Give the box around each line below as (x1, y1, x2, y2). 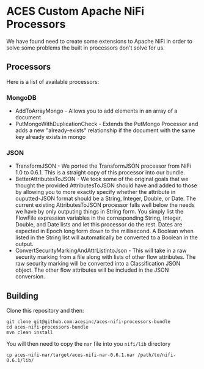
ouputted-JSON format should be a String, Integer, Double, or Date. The (15, 195, 197, 203)
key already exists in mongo (15, 133, 86, 141)
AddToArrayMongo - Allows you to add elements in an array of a (15, 107, 178, 114)
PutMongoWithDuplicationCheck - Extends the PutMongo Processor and (15, 121, 199, 128)
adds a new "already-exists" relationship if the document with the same (15, 127, 195, 134)
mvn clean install (6, 329, 53, 336)
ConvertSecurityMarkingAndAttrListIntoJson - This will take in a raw (15, 247, 187, 255)
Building (6, 291, 38, 301)
